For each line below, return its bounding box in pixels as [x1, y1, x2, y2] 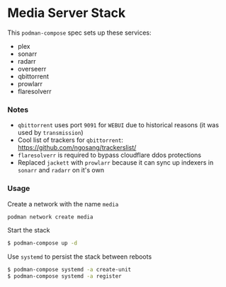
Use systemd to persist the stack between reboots [7, 252, 152, 261]
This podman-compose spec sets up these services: [7, 28, 152, 37]
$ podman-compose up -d [7, 240, 78, 247]
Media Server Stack [7, 5, 126, 21]
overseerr [17, 64, 47, 73]
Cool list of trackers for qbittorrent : [17, 136, 124, 144]
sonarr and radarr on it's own [17, 166, 105, 175]
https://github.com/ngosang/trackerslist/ [17, 143, 137, 152]
